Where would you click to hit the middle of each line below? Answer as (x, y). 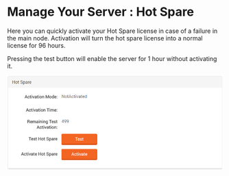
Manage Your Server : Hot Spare (100, 12)
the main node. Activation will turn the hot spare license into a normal (105, 38)
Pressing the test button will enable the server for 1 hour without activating (112, 58)
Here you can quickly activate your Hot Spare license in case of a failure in (112, 31)
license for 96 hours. (37, 45)
